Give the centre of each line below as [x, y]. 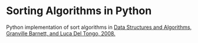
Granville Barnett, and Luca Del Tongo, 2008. [61, 33]
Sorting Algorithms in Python [79, 11]
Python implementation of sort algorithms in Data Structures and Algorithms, [99, 27]
